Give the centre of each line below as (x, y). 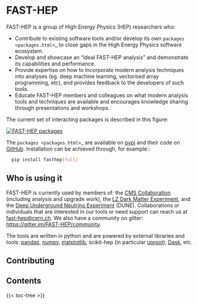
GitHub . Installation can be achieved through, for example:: (78, 149)
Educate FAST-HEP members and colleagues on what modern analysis (101, 95)
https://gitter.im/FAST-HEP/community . (54, 224)
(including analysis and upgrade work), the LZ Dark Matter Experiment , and (98, 199)
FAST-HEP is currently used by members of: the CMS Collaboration (89, 192)
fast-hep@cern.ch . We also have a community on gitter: (75, 218)
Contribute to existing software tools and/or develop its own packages (100, 38)
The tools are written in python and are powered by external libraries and (95, 236)
